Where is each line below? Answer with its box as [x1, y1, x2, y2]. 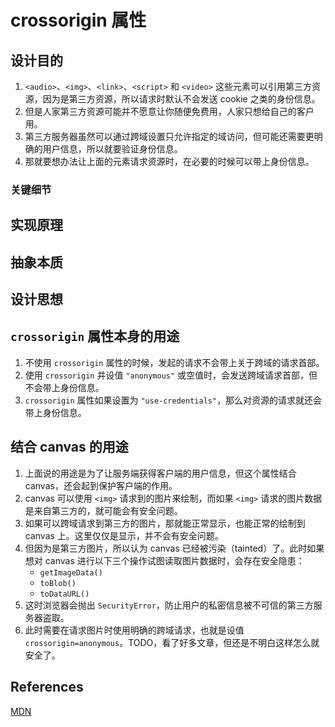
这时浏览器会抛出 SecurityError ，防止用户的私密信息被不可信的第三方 [24, 599, 314, 611]
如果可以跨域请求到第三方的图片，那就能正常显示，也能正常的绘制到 [24, 517, 306, 529]
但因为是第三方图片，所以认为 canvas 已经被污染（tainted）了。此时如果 [24, 542, 325, 554]
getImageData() [39, 567, 103, 578]
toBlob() [39, 578, 77, 588]
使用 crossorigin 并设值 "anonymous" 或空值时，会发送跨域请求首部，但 [24, 369, 318, 381]
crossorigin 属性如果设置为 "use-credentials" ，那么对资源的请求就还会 [24, 394, 323, 406]
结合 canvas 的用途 [10, 439, 129, 456]
